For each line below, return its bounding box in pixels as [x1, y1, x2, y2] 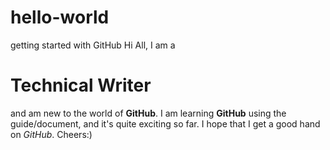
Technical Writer [10, 74, 152, 97]
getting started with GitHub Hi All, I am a [10, 39, 176, 51]
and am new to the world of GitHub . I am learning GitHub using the [10, 107, 287, 119]
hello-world [10, 6, 110, 29]
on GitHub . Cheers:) [10, 128, 93, 140]
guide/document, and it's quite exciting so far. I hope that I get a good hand [10, 117, 321, 130]
